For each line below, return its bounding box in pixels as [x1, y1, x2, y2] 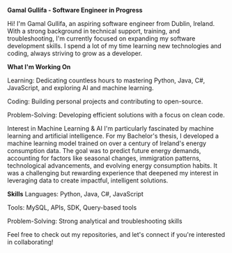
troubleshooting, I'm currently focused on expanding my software [7, 34, 196, 43]
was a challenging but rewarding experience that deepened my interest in [7, 169, 219, 177]
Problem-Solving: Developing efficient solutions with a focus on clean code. [7, 111, 225, 119]
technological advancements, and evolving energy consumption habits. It [7, 161, 217, 170]
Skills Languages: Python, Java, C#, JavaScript [7, 190, 144, 198]
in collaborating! [7, 238, 54, 246]
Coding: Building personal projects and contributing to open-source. [7, 97, 203, 106]
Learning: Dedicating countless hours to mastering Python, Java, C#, [7, 76, 206, 85]
